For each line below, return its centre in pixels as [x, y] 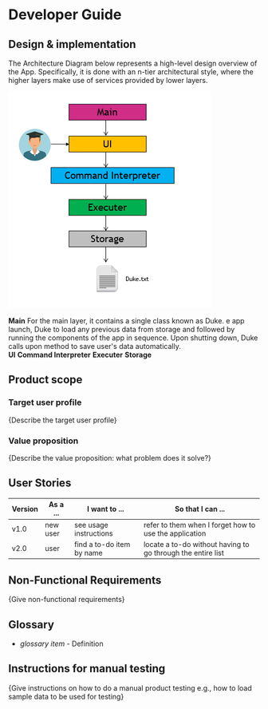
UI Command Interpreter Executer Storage [80, 354]
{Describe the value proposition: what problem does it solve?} [110, 457]
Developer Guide [65, 15]
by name [89, 553]
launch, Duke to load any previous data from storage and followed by [122, 329]
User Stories [40, 483]
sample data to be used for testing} [66, 696]
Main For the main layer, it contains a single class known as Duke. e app [126, 321]
